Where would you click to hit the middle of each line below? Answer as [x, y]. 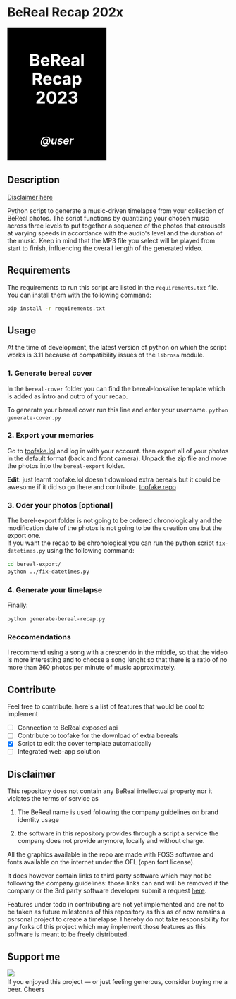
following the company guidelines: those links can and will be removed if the [118, 883]
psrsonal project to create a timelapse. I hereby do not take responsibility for [118, 919]
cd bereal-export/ [34, 565]
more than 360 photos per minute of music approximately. [92, 668]
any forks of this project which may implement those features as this [107, 927]
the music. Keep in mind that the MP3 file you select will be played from [111, 240]
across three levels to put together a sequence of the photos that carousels [117, 226]
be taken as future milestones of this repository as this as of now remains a [116, 912]
